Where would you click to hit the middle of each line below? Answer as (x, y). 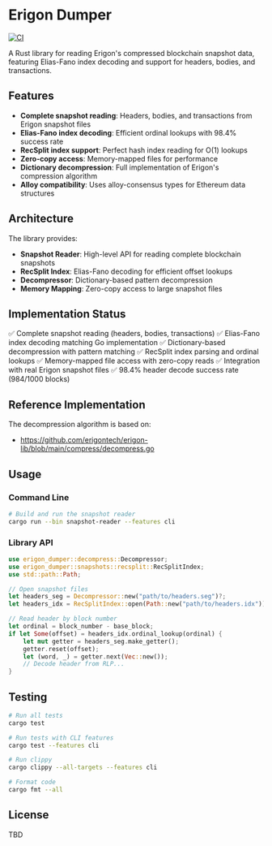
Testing (28, 697)
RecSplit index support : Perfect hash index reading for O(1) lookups (134, 150)
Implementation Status (67, 314)
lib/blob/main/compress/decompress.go (87, 449)
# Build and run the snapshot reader (72, 514)
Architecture (41, 219)
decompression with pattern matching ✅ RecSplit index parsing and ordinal (134, 352)
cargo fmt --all (36, 790)
